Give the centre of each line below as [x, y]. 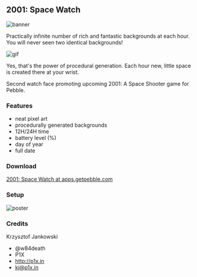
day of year [29, 144]
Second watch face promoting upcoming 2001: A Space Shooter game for [98, 84]
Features [20, 106]
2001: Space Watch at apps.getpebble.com [59, 179]
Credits [17, 224]
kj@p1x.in [27, 267]
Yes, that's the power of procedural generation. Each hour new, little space [98, 65]
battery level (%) [36, 138]
